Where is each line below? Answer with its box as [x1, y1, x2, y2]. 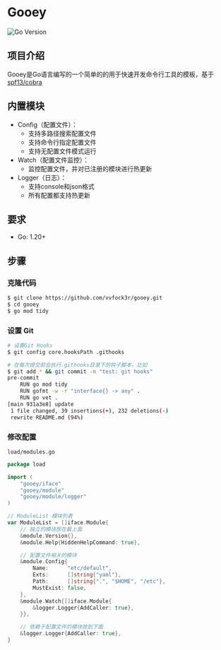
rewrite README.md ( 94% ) [10, 414, 83, 421]
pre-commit [7, 374, 40, 382]
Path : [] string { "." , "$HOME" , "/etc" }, [32, 578, 166, 585]
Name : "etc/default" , [32, 565, 112, 572]
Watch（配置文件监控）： [17, 155, 90, 164]
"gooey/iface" [20, 480, 61, 487]
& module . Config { [20, 558, 68, 565]
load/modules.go [7, 448, 55, 456]
